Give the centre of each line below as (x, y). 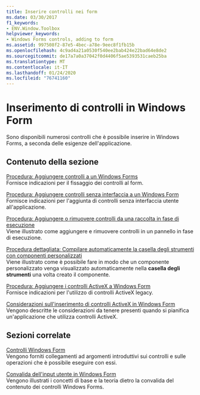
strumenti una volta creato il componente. (58, 274)
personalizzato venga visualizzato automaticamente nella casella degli (93, 268)
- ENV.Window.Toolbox (33, 28)
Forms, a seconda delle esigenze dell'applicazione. (69, 143)
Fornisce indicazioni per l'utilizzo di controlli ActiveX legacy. (80, 292)
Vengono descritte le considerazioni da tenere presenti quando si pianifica (98, 310)
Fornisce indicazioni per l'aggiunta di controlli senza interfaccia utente (93, 200)
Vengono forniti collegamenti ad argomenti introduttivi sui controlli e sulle (96, 356)
